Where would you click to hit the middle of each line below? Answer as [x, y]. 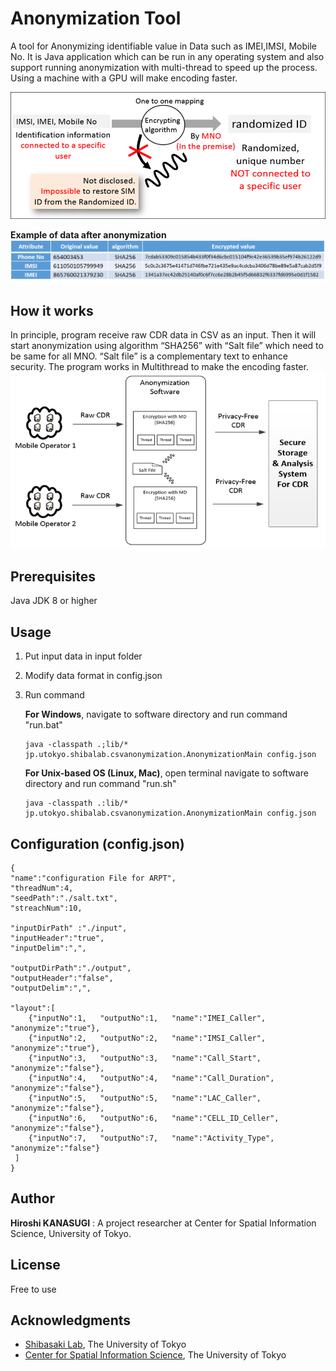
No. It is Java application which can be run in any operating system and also [167, 56]
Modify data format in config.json [93, 676]
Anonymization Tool [96, 18]
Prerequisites [53, 576]
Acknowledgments [71, 1320]
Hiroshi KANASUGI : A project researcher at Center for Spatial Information [163, 1223]
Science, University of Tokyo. [71, 1233]
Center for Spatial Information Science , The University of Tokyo [155, 1355]
